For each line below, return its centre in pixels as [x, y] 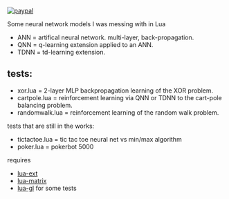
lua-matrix [32, 180]
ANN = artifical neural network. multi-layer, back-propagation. [106, 37]
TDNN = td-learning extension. [61, 52]
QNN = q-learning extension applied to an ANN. [85, 45]
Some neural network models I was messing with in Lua [86, 24]
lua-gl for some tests [47, 188]
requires [19, 160]
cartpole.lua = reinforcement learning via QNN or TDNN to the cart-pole [120, 97]
